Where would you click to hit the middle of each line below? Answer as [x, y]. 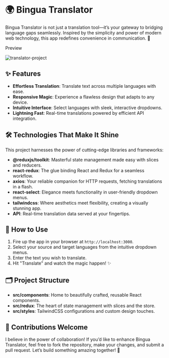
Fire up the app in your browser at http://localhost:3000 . [73, 242]
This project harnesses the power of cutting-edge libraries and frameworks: [84, 150]
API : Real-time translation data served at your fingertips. [71, 213]
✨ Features [23, 74]
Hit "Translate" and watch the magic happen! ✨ [62, 263]
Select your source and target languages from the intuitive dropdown [85, 247]
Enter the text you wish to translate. [50, 258]
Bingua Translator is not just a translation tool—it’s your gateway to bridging [84, 27]
